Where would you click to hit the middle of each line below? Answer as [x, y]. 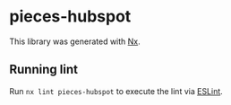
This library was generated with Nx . [75, 41]
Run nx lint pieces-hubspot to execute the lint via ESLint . [116, 91]
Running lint [44, 70]
